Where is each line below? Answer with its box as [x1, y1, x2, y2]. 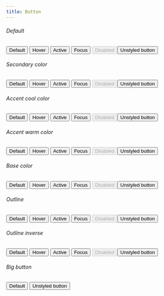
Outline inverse [6, 230, 44, 237]
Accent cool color [6, 94, 50, 102]
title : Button [6, 8, 42, 15]
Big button [6, 263, 32, 270]
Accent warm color [6, 128, 54, 135]
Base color [6, 162, 33, 169]
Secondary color [6, 61, 48, 68]
